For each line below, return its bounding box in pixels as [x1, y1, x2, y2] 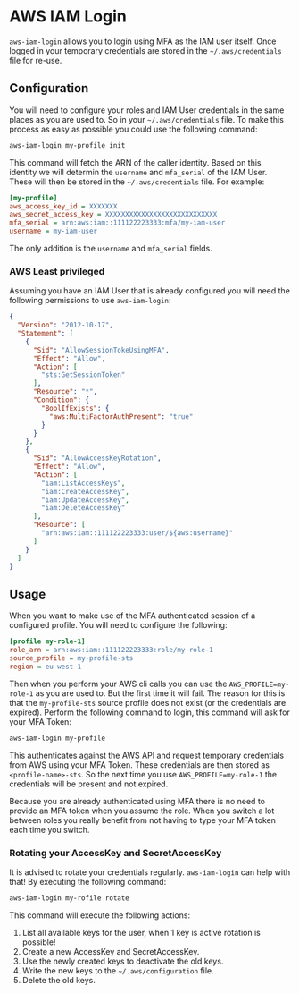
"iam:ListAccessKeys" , [41, 479, 126, 488]
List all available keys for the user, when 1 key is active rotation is [21, 927, 261, 938]
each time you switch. [9, 824, 90, 835]
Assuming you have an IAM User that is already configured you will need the [9, 285, 290, 296]
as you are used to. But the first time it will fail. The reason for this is [35, 687, 286, 699]
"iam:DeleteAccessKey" [41, 504, 126, 513]
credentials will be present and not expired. [9, 778, 169, 789]
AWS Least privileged [9, 265, 105, 277]
